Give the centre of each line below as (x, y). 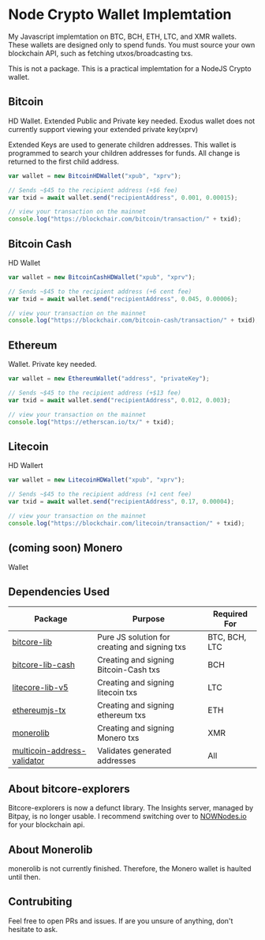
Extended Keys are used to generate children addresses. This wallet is (122, 145)
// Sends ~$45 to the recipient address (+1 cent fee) (100, 495)
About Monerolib (50, 849)
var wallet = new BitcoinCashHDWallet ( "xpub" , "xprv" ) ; (102, 277)
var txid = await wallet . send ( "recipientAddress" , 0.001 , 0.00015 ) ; (123, 198)
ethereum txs (122, 715)
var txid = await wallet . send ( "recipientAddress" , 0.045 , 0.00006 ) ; (123, 299)
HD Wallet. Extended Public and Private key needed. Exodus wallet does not (132, 121)
